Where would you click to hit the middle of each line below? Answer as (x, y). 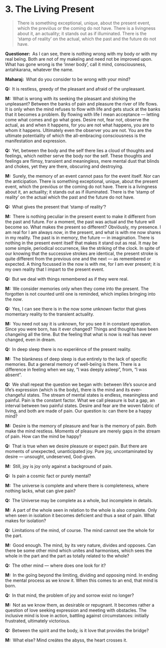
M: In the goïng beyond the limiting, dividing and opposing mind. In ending (82, 575)
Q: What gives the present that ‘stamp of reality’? (56, 207)
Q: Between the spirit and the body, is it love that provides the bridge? (77, 630)
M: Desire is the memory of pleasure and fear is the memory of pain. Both (81, 426)
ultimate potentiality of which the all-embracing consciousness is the (76, 135)
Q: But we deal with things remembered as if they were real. (67, 279)
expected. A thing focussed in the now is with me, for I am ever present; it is (83, 264)
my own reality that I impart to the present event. (55, 269)
